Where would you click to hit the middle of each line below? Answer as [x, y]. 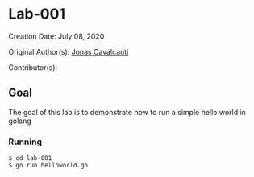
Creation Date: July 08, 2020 [56, 36]
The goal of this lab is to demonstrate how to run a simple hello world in [127, 112]
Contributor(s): [33, 67]
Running [25, 142]
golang [20, 121]
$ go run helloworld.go [48, 166]
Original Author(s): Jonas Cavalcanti [69, 51]
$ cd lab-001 [30, 158]
